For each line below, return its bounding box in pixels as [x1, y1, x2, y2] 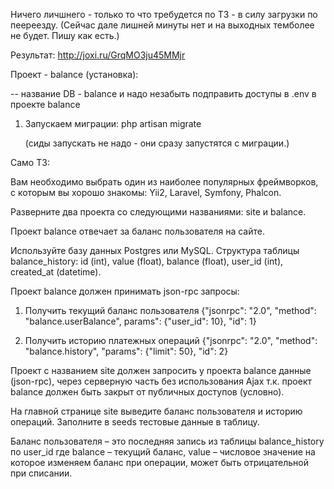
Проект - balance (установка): [10, 69, 139, 80]
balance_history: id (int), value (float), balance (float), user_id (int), [10, 255, 284, 267]
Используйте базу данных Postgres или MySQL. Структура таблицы [10, 245, 300, 256]
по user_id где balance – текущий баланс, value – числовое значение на [10, 446, 316, 458]
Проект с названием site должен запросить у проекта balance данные [10, 365, 312, 376]
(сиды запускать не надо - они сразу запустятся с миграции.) [24, 137, 290, 149]
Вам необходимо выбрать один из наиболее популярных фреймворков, [10, 176, 319, 188]
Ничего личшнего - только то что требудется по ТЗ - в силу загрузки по [10, 9, 318, 20]
